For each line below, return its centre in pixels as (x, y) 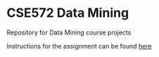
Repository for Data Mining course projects (69, 32)
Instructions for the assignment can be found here (79, 46)
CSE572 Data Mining (68, 13)
